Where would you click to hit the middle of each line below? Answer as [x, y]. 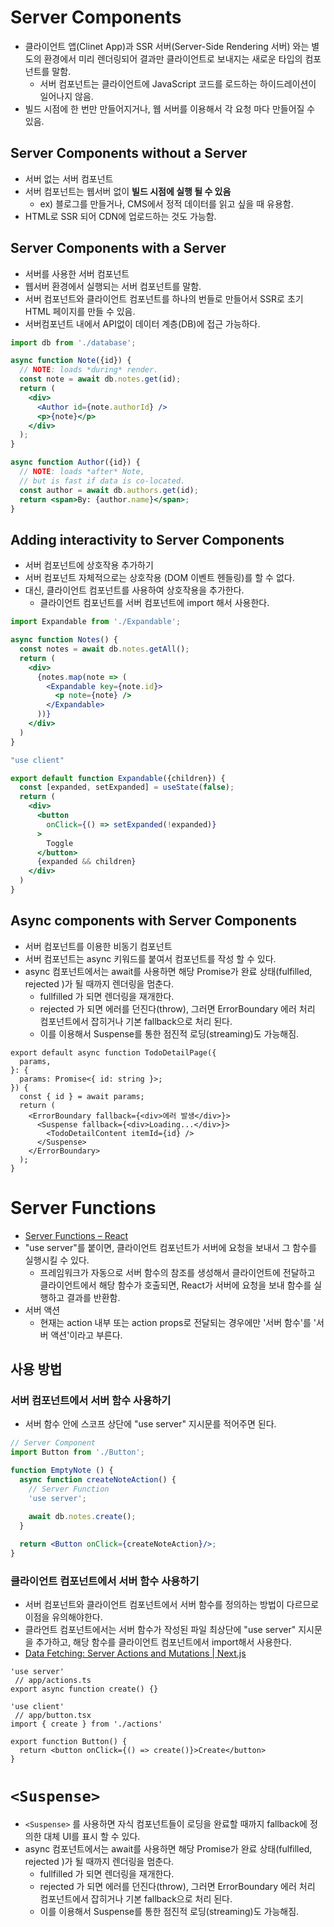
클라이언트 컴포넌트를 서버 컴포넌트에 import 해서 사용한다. [154, 603]
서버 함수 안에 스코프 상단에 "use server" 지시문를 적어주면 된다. [150, 1424]
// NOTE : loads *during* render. [89, 370]
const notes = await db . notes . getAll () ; [104, 649]
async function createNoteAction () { [98, 1479]
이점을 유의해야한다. [63, 1617]
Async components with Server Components [154, 921]
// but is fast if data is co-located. [102, 481]
